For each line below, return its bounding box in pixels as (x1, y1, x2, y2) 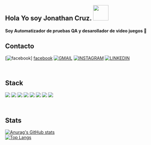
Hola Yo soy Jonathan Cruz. (5, 14, 92, 23)
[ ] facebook (5, 55, 53, 61)
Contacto (5, 42, 34, 51)
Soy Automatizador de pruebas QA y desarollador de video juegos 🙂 (5, 28, 147, 33)
